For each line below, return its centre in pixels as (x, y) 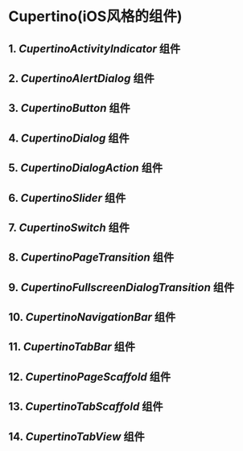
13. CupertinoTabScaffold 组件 (86, 407)
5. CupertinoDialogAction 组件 (86, 168)
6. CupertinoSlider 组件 (67, 198)
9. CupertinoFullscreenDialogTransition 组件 (121, 287)
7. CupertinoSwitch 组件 (69, 227)
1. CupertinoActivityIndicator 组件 (95, 49)
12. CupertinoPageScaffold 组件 (90, 377)
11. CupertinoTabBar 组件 (72, 347)
